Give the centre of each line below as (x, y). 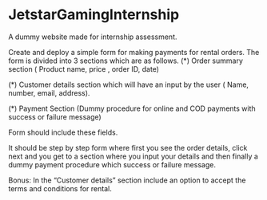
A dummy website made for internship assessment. (93, 37)
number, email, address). (49, 92)
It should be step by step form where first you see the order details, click (128, 147)
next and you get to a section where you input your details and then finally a (133, 156)
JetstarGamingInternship (94, 15)
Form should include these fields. (63, 132)
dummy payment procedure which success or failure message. (112, 164)
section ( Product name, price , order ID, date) (84, 69)
